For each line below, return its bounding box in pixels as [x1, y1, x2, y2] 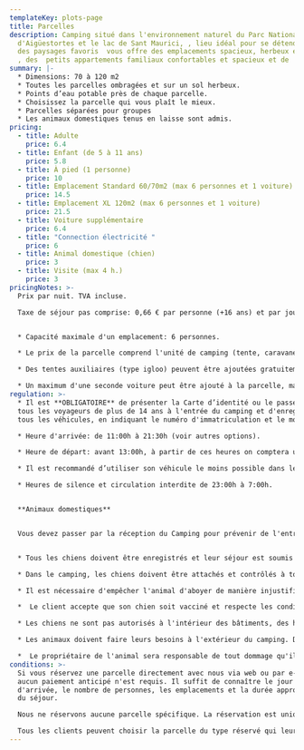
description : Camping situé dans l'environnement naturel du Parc [9, 30, 265, 39]
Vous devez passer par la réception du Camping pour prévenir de [17, 529, 270, 538]
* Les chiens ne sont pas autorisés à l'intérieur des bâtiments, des [17, 619, 290, 628]
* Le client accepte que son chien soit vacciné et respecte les [17, 602, 273, 612]
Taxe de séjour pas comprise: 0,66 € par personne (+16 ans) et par [17, 307, 281, 317]
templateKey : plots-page [9, 13, 103, 23]
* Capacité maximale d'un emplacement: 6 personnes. [17, 332, 221, 341]
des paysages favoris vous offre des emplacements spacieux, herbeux [17, 47, 290, 56]
